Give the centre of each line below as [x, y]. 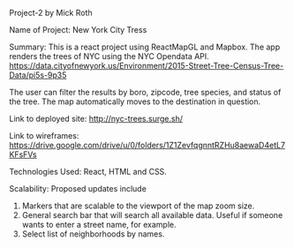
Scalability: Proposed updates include [78, 188]
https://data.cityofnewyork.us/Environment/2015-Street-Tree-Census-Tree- [147, 66]
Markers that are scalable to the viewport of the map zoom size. [138, 206]
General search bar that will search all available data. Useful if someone [152, 215]
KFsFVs [23, 154]
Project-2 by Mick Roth [51, 13]
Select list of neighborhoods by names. [93, 234]
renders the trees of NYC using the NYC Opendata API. [109, 56]
